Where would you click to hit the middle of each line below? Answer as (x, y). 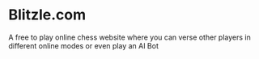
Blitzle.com (47, 15)
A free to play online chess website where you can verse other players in (129, 37)
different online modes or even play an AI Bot (84, 45)
